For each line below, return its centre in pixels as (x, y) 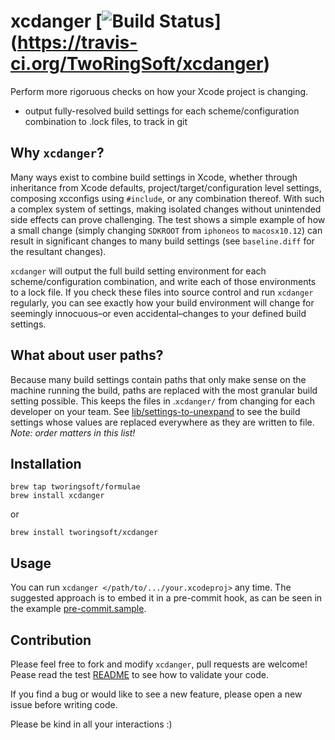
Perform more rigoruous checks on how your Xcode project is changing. (159, 91)
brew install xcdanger (57, 496)
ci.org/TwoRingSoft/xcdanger (137, 64)
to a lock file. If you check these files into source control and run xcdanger (162, 292)
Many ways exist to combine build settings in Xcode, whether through (154, 177)
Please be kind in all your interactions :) (91, 724)
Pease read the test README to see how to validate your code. (139, 674)
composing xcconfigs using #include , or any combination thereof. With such (167, 198)
